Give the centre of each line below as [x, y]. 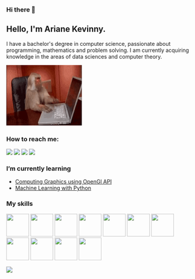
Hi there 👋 [21, 10]
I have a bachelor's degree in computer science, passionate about [88, 43]
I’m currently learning [39, 168]
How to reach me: [33, 139]
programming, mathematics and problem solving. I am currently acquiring [97, 50]
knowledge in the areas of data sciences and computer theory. [84, 56]
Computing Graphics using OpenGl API [63, 182]
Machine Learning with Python [53, 188]
